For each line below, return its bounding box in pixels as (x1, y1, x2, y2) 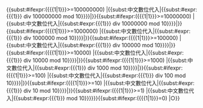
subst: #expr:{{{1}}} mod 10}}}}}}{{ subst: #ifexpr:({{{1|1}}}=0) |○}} (18, 95, 181, 102)
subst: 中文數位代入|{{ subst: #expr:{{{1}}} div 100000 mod (10, 42, 153, 49)
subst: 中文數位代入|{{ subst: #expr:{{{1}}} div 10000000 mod (10, 20, 161, 27)
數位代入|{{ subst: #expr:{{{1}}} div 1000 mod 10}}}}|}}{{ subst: (11, 64, 164, 72)
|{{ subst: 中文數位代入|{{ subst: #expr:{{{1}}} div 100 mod (47, 72, 186, 79)
